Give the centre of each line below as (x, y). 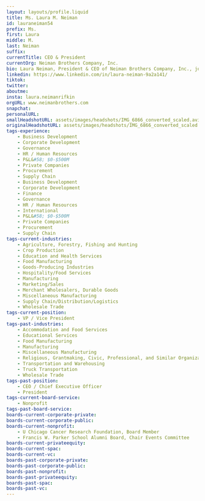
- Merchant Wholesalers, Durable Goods (68, 290)
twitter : (17, 86)
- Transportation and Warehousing (61, 364)
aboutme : (17, 92)
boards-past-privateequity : (42, 477)
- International (38, 211)
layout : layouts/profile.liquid (47, 12)
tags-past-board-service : (39, 409)
